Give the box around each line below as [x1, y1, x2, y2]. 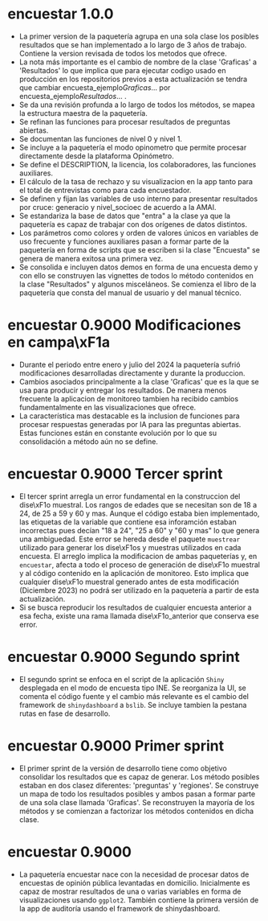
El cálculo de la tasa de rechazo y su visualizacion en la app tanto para [18, 176, 254, 186]
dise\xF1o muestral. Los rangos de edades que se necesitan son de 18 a [18, 500, 258, 509]
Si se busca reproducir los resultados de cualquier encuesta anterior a [18, 602, 252, 612]
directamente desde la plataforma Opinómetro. [18, 150, 174, 161]
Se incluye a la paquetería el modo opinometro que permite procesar [18, 142, 247, 152]
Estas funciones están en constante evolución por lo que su [18, 428, 217, 438]
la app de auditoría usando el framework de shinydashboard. [18, 903, 221, 913]
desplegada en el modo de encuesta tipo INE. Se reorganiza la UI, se [18, 683, 246, 693]
